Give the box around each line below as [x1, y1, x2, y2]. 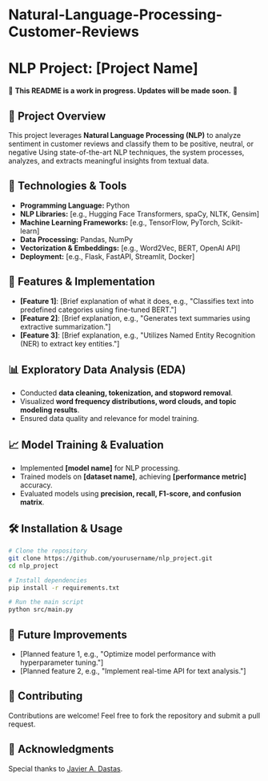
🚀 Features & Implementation [8, 275, 156, 289]
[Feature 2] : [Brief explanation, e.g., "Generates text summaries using [19, 313, 250, 322]
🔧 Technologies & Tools [8, 179, 127, 193]
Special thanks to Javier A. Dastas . [8, 763, 123, 773]
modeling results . [19, 405, 80, 415]
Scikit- [221, 217, 243, 227]
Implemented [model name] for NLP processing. [19, 463, 180, 473]
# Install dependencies [8, 576, 88, 585]
